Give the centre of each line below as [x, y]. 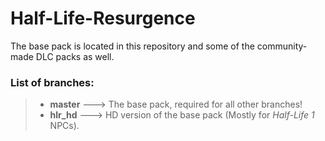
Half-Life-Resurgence [103, 18]
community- [282, 46]
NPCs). [64, 126]
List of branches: [52, 82]
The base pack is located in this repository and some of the [132, 46]
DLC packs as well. [75, 56]
